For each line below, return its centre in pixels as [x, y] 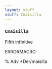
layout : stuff [20, 10]
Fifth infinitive [19, 42]
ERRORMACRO [20, 51]
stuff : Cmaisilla [23, 15]
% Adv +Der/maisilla [26, 61]
